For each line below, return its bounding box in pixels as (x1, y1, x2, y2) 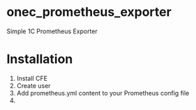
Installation (6, 51, 73, 67)
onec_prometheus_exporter (6, 4, 172, 20)
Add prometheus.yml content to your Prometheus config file (16, 89, 190, 97)
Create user (16, 81, 51, 90)
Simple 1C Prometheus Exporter (6, 27, 98, 35)
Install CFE (16, 74, 48, 82)
